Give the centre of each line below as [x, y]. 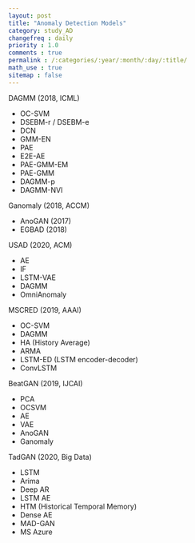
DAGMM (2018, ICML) [44, 98]
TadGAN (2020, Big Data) [50, 457]
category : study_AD [41, 30]
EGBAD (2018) [44, 230]
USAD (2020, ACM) [40, 245]
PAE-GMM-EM [44, 164]
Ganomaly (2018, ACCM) [49, 206]
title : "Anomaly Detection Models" [68, 23]
